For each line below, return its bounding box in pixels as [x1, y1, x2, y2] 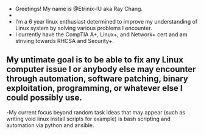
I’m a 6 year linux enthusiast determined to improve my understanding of [15, 18, 198, 25]
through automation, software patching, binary [6, 74, 189, 84]
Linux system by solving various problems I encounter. [15, 24, 152, 31]
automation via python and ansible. [6, 121, 94, 129]
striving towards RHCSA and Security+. [15, 38, 114, 44]
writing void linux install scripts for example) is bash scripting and [6, 115, 171, 122]
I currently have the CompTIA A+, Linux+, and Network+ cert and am [15, 31, 188, 38]
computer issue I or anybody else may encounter [6, 64, 196, 74]
